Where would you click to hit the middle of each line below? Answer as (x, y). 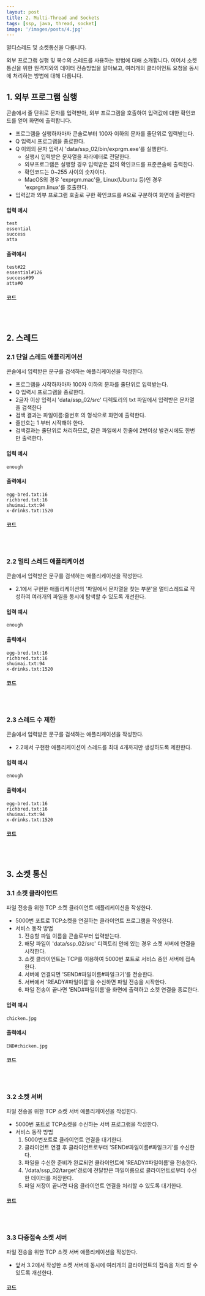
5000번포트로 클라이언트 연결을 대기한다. (74, 1140)
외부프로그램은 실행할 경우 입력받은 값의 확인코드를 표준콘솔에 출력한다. (109, 164)
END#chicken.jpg (27, 1046)
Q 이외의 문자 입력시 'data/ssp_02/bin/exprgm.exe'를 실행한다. (91, 149)
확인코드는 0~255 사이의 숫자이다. (65, 172)
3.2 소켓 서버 (24, 1097)
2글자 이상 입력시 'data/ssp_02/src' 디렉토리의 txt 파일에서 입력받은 (97, 400)
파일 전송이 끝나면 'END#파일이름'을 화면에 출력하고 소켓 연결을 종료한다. (111, 990)
